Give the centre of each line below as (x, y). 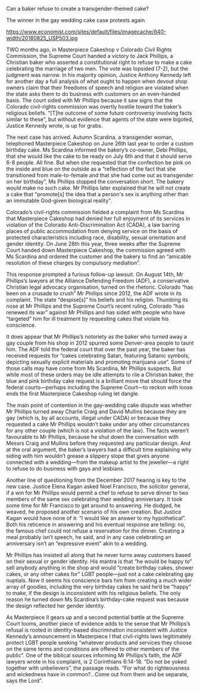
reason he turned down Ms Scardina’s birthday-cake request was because (98, 599)
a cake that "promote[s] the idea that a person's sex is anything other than (97, 194)
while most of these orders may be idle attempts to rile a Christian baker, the (100, 375)
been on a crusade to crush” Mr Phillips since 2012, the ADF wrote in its (94, 293)
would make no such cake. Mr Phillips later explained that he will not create (98, 188)
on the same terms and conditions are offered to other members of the (93, 649)
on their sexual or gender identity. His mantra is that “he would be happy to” (99, 561)
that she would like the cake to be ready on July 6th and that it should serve (99, 156)
